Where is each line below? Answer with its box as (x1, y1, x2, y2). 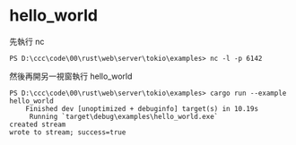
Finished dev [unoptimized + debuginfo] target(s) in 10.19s (25, 104, 258, 113)
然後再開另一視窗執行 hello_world (9, 71, 133, 81)
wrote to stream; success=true (9, 127, 126, 137)
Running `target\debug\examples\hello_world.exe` (29, 112, 219, 121)
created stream (9, 120, 66, 129)
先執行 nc (9, 36, 45, 47)
